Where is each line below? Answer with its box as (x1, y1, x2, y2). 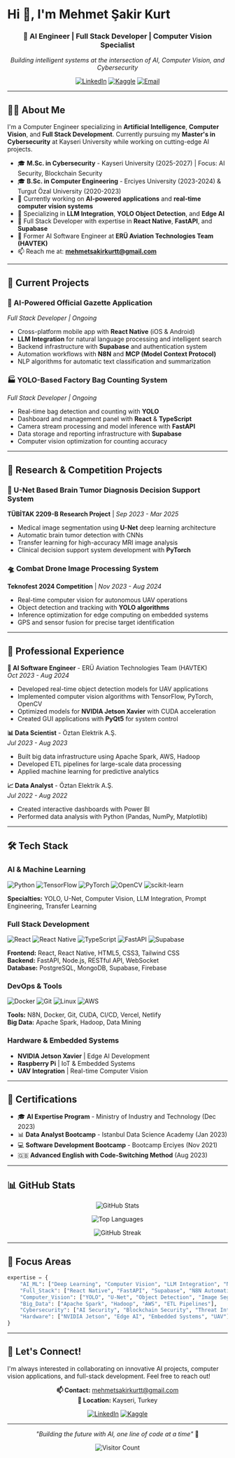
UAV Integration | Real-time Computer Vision (17, 1066, 148, 1075)
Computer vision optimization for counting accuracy (17, 437, 168, 446)
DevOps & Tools (7, 981, 63, 991)
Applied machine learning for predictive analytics (17, 768, 159, 776)
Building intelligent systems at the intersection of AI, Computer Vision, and (10, 56, 225, 65)
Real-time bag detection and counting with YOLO (17, 407, 159, 416)
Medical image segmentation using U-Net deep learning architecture (17, 523, 216, 532)
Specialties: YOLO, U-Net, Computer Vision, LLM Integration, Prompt (7, 894, 206, 902)
